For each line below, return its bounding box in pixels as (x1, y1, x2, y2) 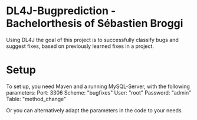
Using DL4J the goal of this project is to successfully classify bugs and (6, 36, 179, 43)
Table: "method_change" (6, 95, 67, 102)
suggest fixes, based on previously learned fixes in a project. (6, 43, 155, 50)
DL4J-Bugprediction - (6, 4, 116, 18)
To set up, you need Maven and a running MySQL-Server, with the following (6, 83, 191, 90)
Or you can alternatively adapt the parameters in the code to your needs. (6, 106, 183, 113)
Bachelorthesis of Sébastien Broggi (6, 17, 183, 30)
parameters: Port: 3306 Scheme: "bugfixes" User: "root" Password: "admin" (6, 89, 192, 96)
